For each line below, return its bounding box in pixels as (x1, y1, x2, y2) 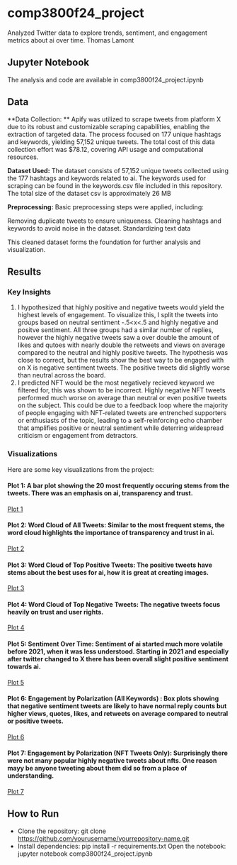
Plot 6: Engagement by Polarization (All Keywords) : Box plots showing (7, 694, 219, 703)
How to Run (7, 808, 59, 820)
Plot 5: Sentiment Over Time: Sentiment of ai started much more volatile (7, 639, 224, 648)
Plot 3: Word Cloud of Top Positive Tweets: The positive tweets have (7, 561, 213, 569)
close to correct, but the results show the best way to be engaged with (17, 356, 224, 365)
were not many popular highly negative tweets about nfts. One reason (7, 756, 217, 765)
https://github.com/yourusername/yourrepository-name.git (17, 834, 190, 842)
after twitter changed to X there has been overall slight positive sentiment (7, 654, 229, 663)
